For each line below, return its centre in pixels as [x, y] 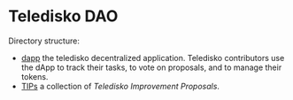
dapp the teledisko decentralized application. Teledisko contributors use [153, 58]
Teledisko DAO [63, 16]
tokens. [35, 76]
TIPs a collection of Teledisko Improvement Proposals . [120, 86]
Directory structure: [44, 41]
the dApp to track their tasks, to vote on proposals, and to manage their [151, 67]
